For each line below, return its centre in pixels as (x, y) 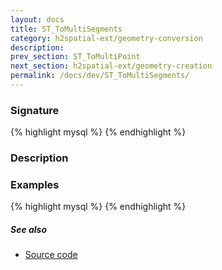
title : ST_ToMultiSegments (66, 29)
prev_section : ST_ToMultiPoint (75, 57)
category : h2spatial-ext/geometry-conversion (106, 38)
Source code (51, 255)
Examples (35, 185)
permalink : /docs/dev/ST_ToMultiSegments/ (100, 76)
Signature (35, 110)
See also (29, 229)
